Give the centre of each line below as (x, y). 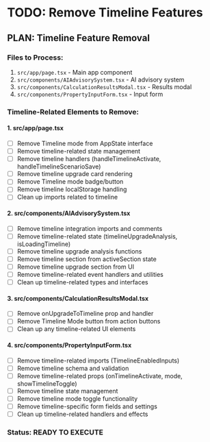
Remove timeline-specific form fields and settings (87, 406)
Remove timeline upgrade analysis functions (79, 251)
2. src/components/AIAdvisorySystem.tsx (69, 213)
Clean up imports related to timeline (67, 197)
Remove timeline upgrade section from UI (76, 267)
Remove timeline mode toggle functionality (77, 398)
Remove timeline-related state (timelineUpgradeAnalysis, (97, 236)
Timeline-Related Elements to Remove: (73, 112)
